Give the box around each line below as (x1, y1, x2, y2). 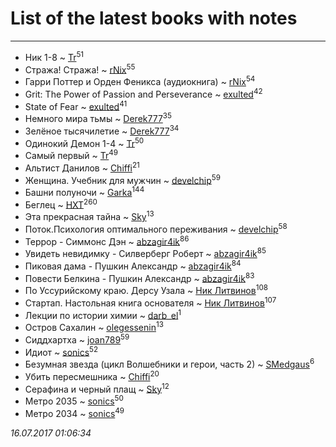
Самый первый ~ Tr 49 (24, 148, 119, 161)
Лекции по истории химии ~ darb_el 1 (24, 307, 182, 321)
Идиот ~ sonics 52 (24, 344, 99, 358)
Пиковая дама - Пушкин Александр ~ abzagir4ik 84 (24, 258, 242, 272)
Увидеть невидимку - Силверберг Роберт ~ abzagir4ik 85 (24, 246, 267, 260)
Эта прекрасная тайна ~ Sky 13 (24, 209, 155, 223)
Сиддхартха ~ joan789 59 (24, 332, 130, 346)
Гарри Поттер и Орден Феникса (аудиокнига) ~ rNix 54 (24, 74, 256, 87)
